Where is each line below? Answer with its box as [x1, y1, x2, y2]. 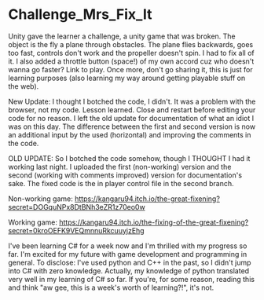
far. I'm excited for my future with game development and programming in [8, 249, 247, 258]
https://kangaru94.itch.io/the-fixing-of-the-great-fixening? [58, 218, 249, 227]
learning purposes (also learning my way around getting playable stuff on [8, 73, 246, 82]
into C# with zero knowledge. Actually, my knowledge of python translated [8, 265, 250, 276]
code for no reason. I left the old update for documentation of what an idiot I [8, 113, 254, 123]
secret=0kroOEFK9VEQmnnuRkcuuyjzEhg [8, 225, 145, 235]
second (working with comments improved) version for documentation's [8, 170, 242, 180]
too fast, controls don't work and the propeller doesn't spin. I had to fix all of [8, 48, 255, 57]
